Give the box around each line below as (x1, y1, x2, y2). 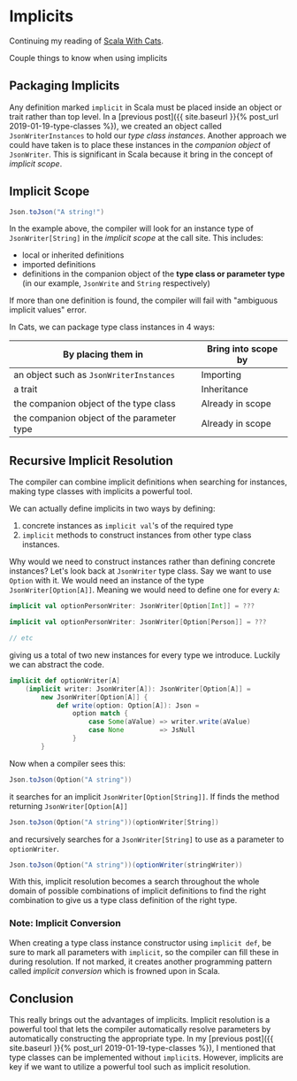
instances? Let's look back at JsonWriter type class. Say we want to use (9, 566, 272, 576)
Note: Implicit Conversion (9, 917, 121, 930)
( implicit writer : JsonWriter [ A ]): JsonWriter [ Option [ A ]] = (25, 684, 251, 693)
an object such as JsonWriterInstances (13, 369, 176, 382)
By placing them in (63, 348, 144, 360)
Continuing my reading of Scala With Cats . (9, 35, 164, 46)
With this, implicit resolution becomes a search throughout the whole (9, 876, 260, 887)
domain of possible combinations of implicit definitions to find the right (9, 885, 267, 896)
